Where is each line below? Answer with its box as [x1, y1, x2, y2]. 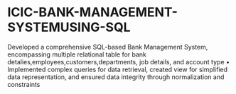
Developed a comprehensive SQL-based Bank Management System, [7, 42, 208, 51]
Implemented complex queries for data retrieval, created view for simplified [7, 65, 228, 74]
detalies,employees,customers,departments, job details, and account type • [7, 57, 230, 66]
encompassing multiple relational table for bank [7, 50, 147, 59]
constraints [7, 80, 41, 88]
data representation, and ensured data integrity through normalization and [7, 72, 225, 81]
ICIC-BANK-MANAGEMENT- [7, 4, 178, 20]
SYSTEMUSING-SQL [7, 19, 131, 35]
